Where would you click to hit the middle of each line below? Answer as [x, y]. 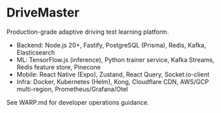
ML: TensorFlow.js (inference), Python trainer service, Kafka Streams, [115, 59]
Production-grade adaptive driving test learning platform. [88, 32]
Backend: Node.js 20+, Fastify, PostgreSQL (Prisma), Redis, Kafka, [111, 45]
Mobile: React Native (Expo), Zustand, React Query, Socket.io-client [113, 74]
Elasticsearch [36, 52]
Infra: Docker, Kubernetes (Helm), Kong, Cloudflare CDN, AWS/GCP [113, 81]
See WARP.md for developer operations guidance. [78, 102]
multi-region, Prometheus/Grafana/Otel [72, 89]
